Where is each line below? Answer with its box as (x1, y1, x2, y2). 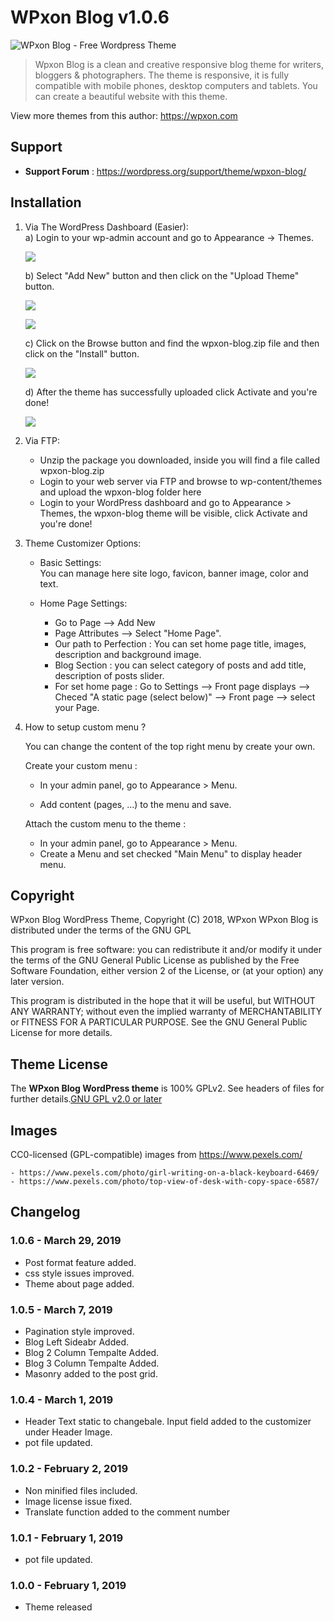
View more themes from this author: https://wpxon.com (10, 109, 238, 121)
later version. (10, 976, 65, 988)
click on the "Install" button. (24, 347, 140, 360)
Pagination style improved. (24, 1325, 135, 1337)
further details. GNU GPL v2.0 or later (10, 1093, 163, 1105)
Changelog (10, 1204, 81, 1221)
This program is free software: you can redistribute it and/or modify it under (10, 944, 322, 956)
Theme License (10, 1056, 109, 1073)
